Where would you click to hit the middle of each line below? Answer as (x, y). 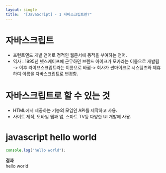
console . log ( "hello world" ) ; (36, 150)
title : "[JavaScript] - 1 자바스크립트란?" (49, 14)
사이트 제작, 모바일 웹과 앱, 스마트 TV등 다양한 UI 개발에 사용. (72, 117)
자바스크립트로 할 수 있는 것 (58, 96)
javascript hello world (51, 137)
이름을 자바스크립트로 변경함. (50, 74)
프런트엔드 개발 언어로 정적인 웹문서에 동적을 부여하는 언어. (70, 55)
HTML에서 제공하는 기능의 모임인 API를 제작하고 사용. (65, 110)
